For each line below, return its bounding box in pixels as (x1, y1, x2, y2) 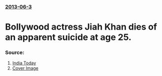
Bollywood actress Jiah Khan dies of (5, 21, 158, 33)
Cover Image (12, 65, 38, 71)
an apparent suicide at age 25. (5, 32, 132, 43)
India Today (12, 60, 36, 66)
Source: (5, 49, 25, 56)
